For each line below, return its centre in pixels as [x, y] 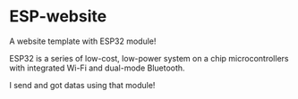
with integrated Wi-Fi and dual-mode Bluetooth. [97, 68]
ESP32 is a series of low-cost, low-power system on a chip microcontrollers [149, 58]
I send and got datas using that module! [82, 85]
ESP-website [58, 16]
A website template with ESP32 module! [83, 41]
